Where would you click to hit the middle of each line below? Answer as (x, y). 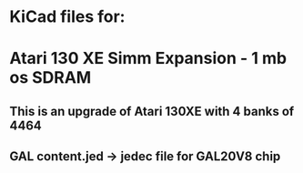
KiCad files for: (67, 17)
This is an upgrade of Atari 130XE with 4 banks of (152, 111)
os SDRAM (50, 78)
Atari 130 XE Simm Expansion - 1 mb (148, 59)
